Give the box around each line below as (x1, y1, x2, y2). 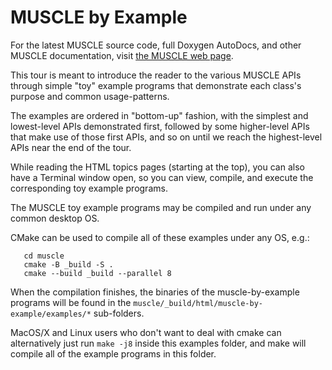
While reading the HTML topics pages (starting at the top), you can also (10, 161, 305, 173)
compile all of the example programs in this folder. (10, 347, 217, 360)
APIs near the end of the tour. (10, 141, 132, 153)
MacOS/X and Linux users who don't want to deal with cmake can (10, 326, 282, 338)
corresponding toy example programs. (10, 182, 168, 194)
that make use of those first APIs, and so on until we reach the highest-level (10, 131, 323, 143)
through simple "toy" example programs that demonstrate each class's (10, 79, 302, 91)
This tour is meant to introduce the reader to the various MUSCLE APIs (10, 69, 302, 81)
